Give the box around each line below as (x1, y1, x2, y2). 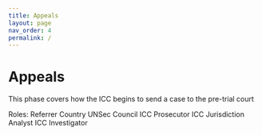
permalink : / (8, 33, 52, 42)
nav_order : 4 (8, 26, 52, 34)
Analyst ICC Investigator (8, 118, 88, 128)
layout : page (8, 19, 52, 27)
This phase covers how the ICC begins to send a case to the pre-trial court (8, 94, 254, 104)
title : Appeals (8, 11, 59, 20)
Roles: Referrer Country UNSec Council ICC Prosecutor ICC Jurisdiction (8, 110, 245, 119)
